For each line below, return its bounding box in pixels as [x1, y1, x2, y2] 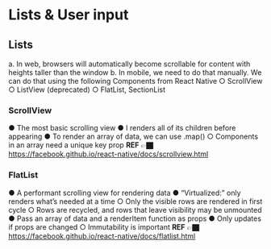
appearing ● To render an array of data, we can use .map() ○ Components [8, 131, 259, 142]
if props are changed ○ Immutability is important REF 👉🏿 [8, 222, 200, 231]
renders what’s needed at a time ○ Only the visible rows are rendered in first [8, 196, 263, 206]
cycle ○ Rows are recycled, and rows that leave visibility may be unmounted [8, 205, 262, 214]
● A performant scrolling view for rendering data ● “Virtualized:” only [8, 188, 241, 197]
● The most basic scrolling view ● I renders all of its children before [8, 123, 236, 133]
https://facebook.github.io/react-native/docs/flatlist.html [8, 231, 196, 241]
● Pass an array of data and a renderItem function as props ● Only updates [8, 214, 262, 223]
